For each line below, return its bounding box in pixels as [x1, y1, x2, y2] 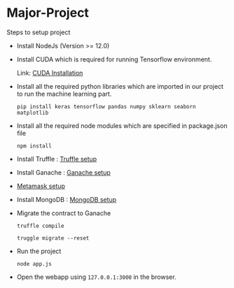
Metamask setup [16, 182, 66, 190]
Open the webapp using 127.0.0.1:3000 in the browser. [16, 273, 177, 281]
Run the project [16, 247, 62, 255]
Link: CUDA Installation [16, 69, 83, 77]
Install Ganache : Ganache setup [16, 168, 111, 176]
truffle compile [16, 222, 64, 229]
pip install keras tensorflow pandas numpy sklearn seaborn [16, 103, 196, 110]
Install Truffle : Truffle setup [16, 154, 97, 163]
